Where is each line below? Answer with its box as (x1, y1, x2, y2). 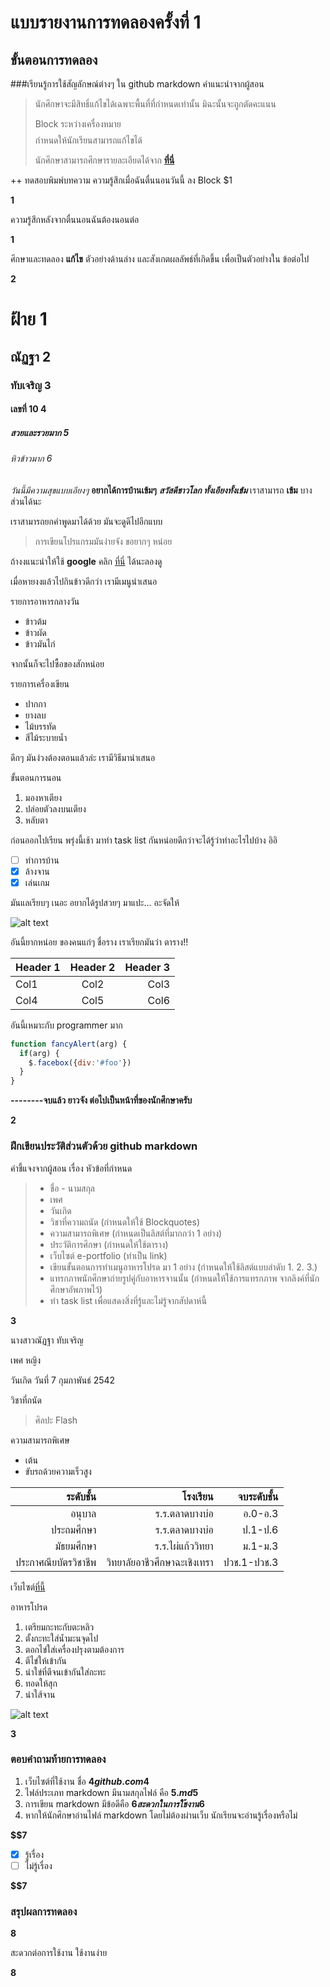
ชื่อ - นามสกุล (49, 1182, 95, 1194)
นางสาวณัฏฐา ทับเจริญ (10, 1334, 84, 1346)
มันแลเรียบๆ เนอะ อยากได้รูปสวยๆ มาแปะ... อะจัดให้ (10, 896, 180, 908)
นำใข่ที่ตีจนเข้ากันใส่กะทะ (24, 1666, 107, 1678)
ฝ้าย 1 (10, 308, 48, 331)
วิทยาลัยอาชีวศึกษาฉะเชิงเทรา (106, 1555, 214, 1569)
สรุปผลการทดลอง (10, 1904, 78, 1918)
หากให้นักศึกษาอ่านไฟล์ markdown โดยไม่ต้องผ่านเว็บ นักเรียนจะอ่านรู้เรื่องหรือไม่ (24, 1809, 298, 1821)
